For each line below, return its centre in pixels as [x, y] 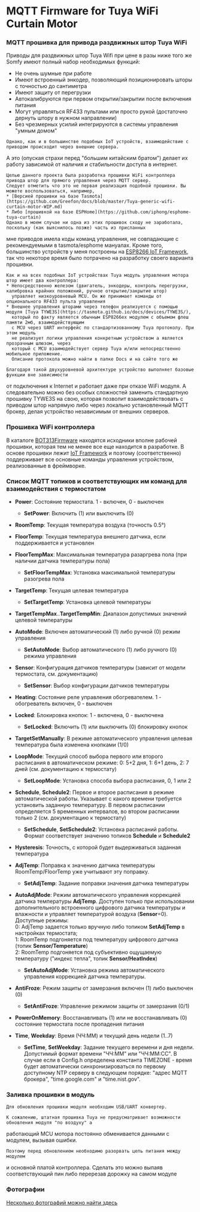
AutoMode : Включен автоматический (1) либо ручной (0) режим [98, 632]
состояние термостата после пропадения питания [80, 1024]
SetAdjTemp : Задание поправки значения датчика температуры [106, 883]
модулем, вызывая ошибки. [42, 1140]
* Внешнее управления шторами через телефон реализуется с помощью [92, 307]
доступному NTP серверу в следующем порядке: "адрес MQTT [105, 1073]
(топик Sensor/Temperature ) [51, 946]
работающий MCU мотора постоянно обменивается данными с [88, 1134]
